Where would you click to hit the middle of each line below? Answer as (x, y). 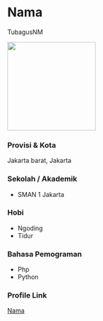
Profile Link (27, 295)
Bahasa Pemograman (45, 254)
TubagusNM (25, 32)
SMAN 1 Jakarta (41, 194)
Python (28, 277)
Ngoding (30, 228)
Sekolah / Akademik (42, 179)
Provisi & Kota (32, 145)
